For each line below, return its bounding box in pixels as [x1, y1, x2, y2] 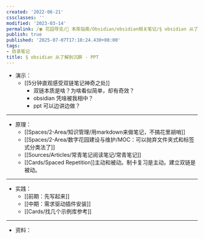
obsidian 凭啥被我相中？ [33, 94, 94, 102]
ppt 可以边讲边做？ [33, 102, 81, 109]
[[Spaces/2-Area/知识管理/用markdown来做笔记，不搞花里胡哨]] [24, 128, 186, 136]
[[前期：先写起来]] [24, 192, 70, 199]
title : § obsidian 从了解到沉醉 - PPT [6, 54, 99, 60]
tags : [6, 43, 20, 49]
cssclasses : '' [6, 15, 45, 21]
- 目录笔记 [6, 49, 30, 55]
